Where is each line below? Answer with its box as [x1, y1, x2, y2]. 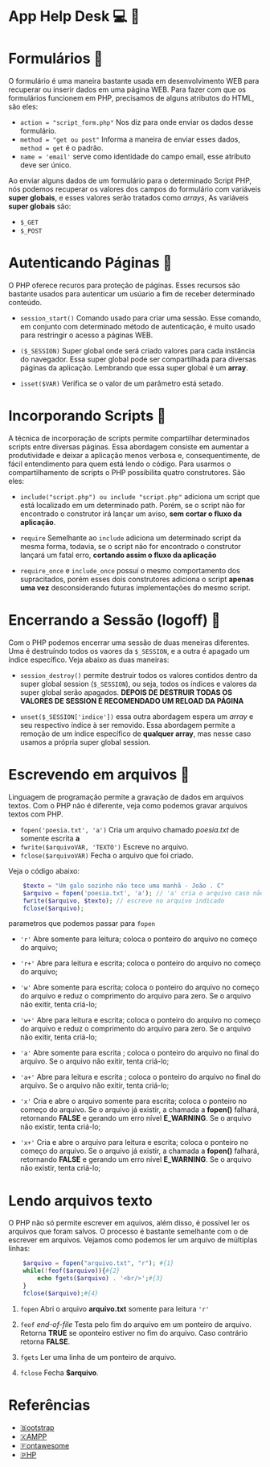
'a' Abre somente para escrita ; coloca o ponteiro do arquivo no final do [19, 1048, 260, 1058]
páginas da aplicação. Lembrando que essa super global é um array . [19, 363, 248, 373]
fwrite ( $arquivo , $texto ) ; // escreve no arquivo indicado [22, 896, 225, 905]
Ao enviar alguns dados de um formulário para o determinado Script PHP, [8, 176, 252, 186]
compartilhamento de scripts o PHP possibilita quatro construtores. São [8, 468, 246, 477]
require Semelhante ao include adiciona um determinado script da [19, 533, 242, 543]
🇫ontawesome [19, 1440, 70, 1450]
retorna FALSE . [19, 1337, 71, 1346]
